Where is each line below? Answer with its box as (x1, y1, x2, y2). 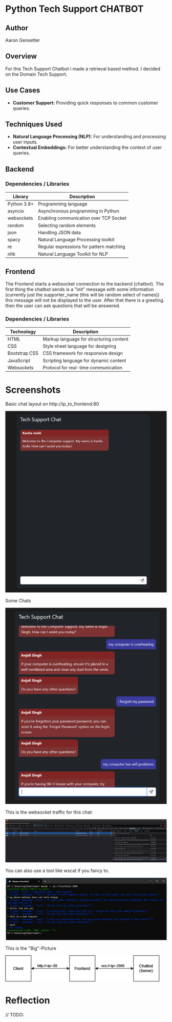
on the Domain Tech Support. (5, 71, 68, 77)
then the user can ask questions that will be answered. (5, 302, 120, 309)
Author (5, 24, 28, 32)
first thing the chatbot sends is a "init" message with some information (5, 286, 154, 292)
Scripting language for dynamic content (42, 357, 126, 364)
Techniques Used (5, 120, 62, 129)
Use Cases (5, 86, 40, 95)
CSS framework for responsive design (42, 350, 123, 356)
